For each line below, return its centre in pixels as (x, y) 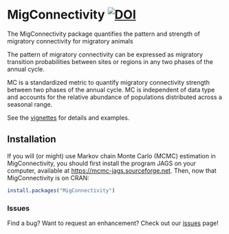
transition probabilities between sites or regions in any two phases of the (110, 61)
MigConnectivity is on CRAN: (48, 178)
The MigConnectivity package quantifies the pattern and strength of (104, 34)
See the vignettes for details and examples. (68, 118)
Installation (32, 139)
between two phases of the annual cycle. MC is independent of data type (111, 89)
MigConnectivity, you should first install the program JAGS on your (102, 163)
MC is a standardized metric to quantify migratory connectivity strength (108, 82)
